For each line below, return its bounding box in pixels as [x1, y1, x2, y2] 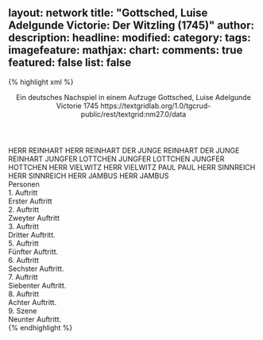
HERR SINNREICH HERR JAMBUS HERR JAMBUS [8, 171, 169, 180]
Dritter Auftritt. [8, 230, 56, 239]
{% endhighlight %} [8, 323, 73, 332]
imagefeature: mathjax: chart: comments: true [8, 44, 243, 57]
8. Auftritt [8, 289, 40, 299]
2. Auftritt [8, 204, 40, 214]
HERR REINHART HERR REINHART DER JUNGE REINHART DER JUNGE [8, 145, 240, 155]
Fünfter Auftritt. [8, 246, 59, 257]
